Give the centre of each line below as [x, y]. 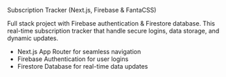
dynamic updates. [33, 38]
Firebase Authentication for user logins [73, 59]
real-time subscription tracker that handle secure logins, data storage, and [113, 31]
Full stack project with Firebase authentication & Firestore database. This [111, 23]
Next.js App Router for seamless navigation [79, 52]
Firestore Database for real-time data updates [82, 66]
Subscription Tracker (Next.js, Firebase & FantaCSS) [82, 10]
